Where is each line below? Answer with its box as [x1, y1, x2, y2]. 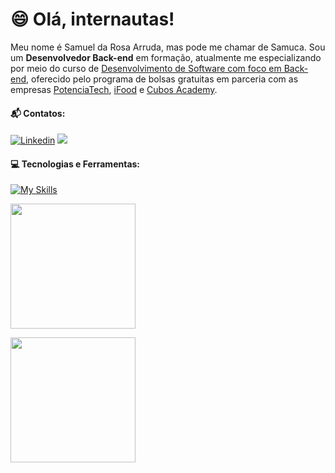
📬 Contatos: [10, 107, 66, 119]
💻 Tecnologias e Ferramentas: [10, 158, 141, 170]
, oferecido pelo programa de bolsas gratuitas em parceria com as [26, 73, 299, 85]
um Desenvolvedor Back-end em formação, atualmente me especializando [10, 51, 322, 63]
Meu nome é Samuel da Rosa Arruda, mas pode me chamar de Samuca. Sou [10, 41, 326, 53]
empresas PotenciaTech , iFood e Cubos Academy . [10, 83, 218, 95]
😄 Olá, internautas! [10, 8, 175, 31]
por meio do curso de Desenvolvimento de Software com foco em [10, 62, 282, 74]
